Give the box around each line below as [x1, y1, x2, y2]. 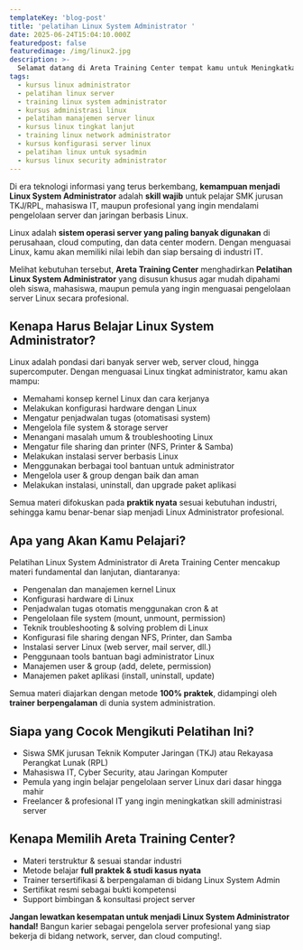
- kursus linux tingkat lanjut [17, 123, 135, 132]
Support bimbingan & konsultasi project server [22, 893, 196, 904]
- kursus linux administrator [17, 80, 131, 89]
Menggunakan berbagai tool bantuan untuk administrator [22, 461, 235, 471]
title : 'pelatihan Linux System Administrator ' [9, 22, 196, 31]
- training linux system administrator [17, 97, 168, 107]
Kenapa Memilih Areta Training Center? [9, 832, 236, 847]
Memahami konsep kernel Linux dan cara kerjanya [22, 394, 210, 405]
